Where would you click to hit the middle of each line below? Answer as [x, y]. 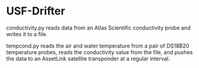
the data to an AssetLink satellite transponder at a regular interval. [88, 58]
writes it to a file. [27, 34]
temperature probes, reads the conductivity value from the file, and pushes [99, 52]
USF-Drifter [36, 11]
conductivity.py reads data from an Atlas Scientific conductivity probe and [99, 28]
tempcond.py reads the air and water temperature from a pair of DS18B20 [98, 46]
